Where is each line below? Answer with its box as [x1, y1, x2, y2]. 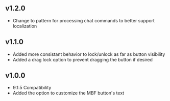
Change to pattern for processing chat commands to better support [12, 17, 155, 23]
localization [12, 23, 37, 29]
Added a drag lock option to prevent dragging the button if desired [12, 56, 153, 62]
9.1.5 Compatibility [12, 85, 52, 91]
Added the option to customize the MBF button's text [12, 90, 125, 96]
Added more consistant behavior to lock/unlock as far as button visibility [12, 51, 165, 57]
